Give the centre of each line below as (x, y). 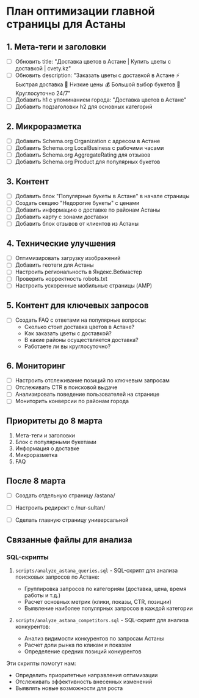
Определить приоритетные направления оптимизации (86, 675)
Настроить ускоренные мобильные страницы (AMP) (84, 286)
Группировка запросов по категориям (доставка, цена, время (105, 588)
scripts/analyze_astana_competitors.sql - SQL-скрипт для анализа (102, 620)
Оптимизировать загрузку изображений (68, 258)
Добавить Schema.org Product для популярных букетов (88, 162)
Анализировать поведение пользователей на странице (87, 394)
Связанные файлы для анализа (69, 540)
